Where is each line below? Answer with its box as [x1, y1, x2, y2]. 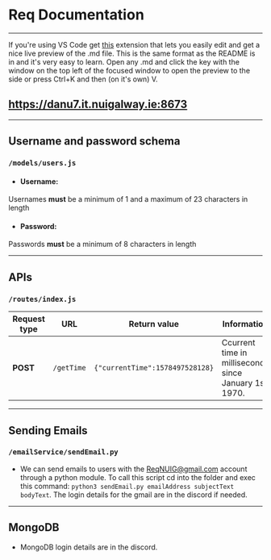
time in [221, 347, 248, 358]
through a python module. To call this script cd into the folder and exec [19, 472, 256, 482]
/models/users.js [8, 159, 77, 168]
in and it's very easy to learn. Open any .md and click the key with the [8, 56, 240, 66]
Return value [128, 319, 179, 330]
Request [12, 313, 46, 324]
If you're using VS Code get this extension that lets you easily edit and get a [8, 40, 261, 49]
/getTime [52, 363, 86, 373]
